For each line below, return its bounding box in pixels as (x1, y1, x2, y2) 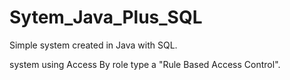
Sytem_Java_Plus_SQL (9, 6, 203, 29)
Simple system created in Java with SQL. (9, 39, 178, 51)
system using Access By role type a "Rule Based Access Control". (9, 58, 281, 70)
